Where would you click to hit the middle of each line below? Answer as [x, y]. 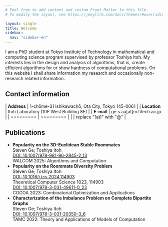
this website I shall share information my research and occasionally [74, 73]
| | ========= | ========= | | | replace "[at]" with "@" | [65, 117]
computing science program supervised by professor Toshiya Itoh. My [77, 57]
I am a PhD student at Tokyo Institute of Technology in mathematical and [80, 52]
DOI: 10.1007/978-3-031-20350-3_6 [49, 214]
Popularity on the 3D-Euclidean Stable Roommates [66, 145]
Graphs [20, 203]
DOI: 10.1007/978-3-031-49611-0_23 [50, 187]
